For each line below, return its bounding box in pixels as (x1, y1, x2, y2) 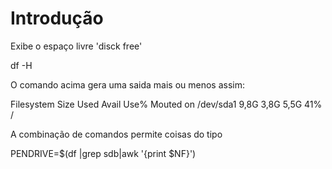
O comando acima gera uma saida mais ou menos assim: (10, 78, 246, 91)
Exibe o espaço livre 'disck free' (10, 40, 143, 52)
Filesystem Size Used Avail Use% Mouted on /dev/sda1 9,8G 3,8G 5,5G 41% (10, 98, 323, 110)
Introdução (10, 7, 104, 30)
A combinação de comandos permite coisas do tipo (10, 128, 223, 140)
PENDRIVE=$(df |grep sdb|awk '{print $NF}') (10, 147, 197, 159)
